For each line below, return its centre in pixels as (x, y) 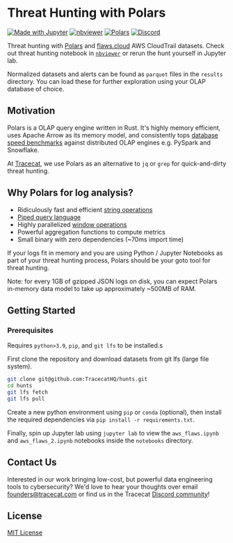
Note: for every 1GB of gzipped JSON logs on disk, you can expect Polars (112, 281)
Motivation (31, 111)
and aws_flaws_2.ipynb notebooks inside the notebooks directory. (100, 440)
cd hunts (20, 386)
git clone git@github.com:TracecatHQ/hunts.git (78, 379)
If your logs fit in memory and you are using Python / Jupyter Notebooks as (115, 253)
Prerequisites (30, 330)
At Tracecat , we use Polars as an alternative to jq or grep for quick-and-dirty (117, 163)
